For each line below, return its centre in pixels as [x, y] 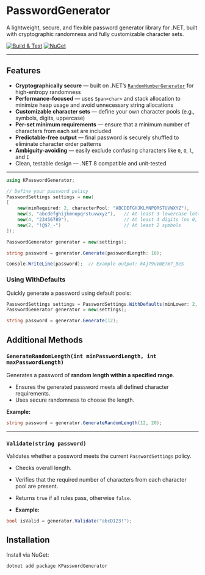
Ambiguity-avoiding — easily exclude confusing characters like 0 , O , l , [104, 150]
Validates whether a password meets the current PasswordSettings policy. [99, 456]
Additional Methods [45, 340]
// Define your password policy [47, 191]
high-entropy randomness [48, 92]
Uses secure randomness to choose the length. [75, 400]
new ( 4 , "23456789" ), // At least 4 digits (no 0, [108, 220]
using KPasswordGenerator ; [41, 180]
